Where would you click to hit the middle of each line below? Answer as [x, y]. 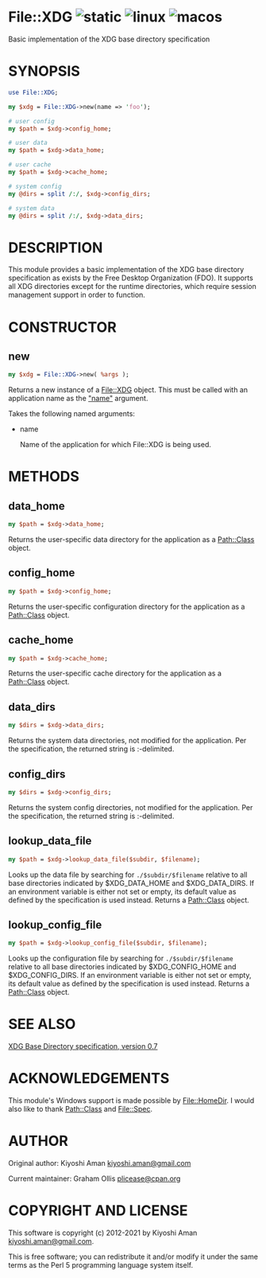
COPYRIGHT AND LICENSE [98, 1211]
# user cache [30, 165]
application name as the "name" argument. [78, 399]
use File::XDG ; [33, 92]
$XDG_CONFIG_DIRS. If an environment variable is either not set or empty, [130, 976]
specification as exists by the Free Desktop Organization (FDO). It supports [131, 278]
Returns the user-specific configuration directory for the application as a [127, 606]
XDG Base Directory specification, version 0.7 [83, 1046]
